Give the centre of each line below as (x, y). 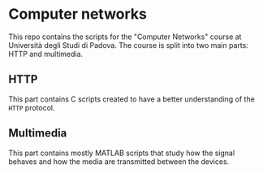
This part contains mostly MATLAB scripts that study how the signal (122, 153)
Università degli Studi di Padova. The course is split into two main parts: (129, 45)
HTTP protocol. (32, 107)
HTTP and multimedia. (46, 54)
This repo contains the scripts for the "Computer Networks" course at (125, 37)
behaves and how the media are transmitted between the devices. (119, 161)
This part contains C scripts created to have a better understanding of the (132, 99)
